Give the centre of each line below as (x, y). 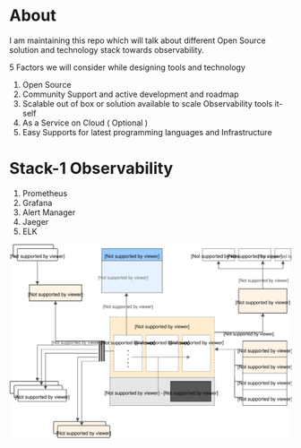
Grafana (37, 202)
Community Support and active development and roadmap (130, 94)
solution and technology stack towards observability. (107, 49)
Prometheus (45, 193)
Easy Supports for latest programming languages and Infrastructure (147, 132)
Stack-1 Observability (91, 169)
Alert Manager (49, 212)
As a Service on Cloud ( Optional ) (85, 123)
